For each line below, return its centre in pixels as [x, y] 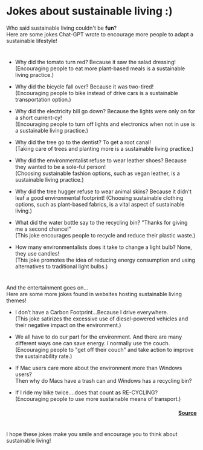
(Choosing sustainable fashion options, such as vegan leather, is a [97, 173]
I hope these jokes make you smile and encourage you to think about [92, 434]
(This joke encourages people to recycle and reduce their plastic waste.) [105, 236]
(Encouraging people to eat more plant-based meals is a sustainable [100, 68]
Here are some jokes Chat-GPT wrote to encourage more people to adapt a [100, 34]
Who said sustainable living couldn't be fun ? [62, 28]
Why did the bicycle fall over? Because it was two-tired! [84, 87]
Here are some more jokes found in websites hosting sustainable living [94, 294]
